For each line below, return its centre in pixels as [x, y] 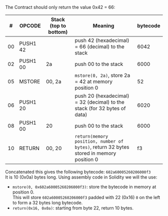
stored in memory [95, 153]
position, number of [99, 141]
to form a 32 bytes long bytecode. [47, 203]
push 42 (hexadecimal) [102, 40]
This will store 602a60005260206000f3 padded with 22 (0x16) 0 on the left [86, 197]
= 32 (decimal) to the [100, 102]
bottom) [58, 32]
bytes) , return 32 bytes [102, 147]
